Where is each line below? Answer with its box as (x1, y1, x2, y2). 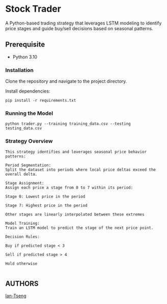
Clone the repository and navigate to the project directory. (5, 78, 127, 84)
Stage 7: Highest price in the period (5, 203, 88, 208)
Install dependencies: (5, 88, 50, 95)
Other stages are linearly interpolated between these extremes (5, 212, 145, 217)
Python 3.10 (12, 54, 37, 60)
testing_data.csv (5, 126, 42, 131)
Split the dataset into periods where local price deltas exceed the (5, 167, 156, 172)
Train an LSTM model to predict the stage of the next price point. (5, 225, 154, 230)
